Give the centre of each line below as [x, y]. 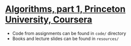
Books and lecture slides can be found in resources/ [65, 39]
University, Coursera [49, 20]
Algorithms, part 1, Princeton [65, 9]
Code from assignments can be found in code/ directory [69, 33]
